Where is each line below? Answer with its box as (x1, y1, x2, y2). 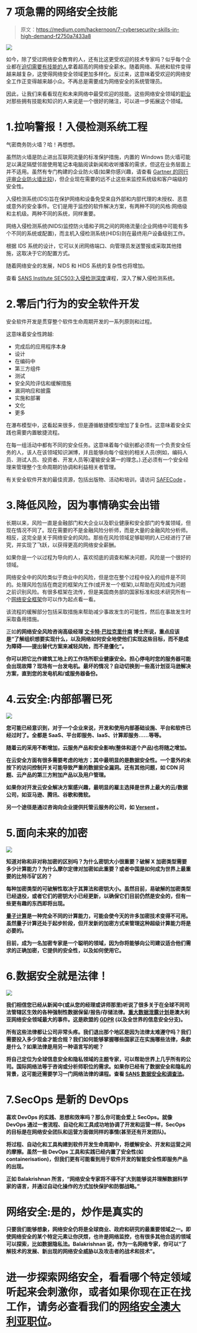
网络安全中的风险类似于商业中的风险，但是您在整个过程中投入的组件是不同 (6, 574, 186, 581)
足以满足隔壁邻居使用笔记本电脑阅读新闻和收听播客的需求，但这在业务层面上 (6, 160, 191, 168)
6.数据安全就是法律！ (6, 969, 108, 983)
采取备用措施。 (6, 615, 42, 622)
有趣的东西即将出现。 (16, 900, 68, 907)
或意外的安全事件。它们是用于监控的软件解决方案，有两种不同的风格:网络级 (6, 202, 188, 209)
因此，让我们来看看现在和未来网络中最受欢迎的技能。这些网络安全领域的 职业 (6, 90, 191, 97)
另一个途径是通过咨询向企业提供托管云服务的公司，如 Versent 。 (6, 803, 162, 810)
